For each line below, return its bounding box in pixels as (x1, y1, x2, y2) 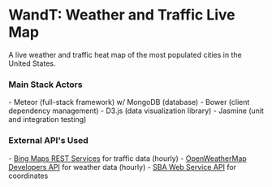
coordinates (8, 171, 49, 180)
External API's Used (8, 135, 89, 146)
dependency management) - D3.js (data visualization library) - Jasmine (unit (8, 106, 264, 115)
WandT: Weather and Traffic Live (8, 6, 235, 24)
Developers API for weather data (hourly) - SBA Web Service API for (8, 162, 237, 172)
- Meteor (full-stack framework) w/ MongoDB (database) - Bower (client (8, 98, 250, 107)
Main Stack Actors (8, 79, 83, 90)
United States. (8, 59, 56, 68)
